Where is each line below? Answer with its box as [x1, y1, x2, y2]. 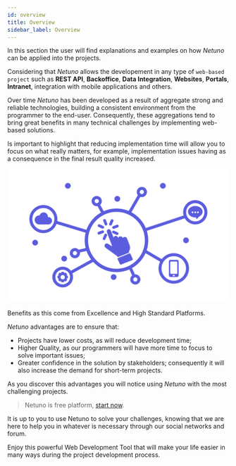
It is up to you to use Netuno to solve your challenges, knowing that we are [7, 414, 224, 422]
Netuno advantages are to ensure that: [7, 322, 120, 331]
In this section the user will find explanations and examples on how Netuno [7, 46, 225, 55]
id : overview [7, 11, 46, 18]
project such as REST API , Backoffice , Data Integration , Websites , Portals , [7, 75, 229, 84]
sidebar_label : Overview [7, 26, 80, 33]
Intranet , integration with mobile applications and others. [7, 82, 173, 91]
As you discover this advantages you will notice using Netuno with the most [7, 379, 227, 388]
